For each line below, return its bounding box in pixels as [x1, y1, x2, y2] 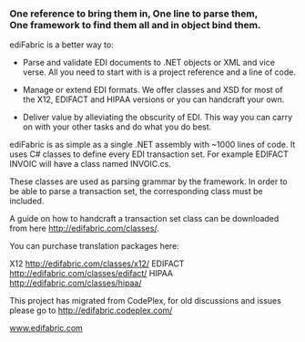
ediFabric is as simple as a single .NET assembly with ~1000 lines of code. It [9, 140, 296, 150]
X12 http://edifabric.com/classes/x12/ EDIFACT [9, 258, 185, 269]
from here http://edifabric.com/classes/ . [9, 223, 159, 234]
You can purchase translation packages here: [9, 241, 179, 252]
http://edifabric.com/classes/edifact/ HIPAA [9, 268, 173, 279]
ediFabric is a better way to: [9, 39, 114, 50]
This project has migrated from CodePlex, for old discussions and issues [9, 295, 282, 306]
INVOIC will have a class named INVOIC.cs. [9, 159, 171, 170]
